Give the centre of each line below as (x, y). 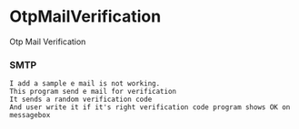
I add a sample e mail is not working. (85, 84)
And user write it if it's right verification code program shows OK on (150, 107)
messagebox (30, 115)
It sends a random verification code (81, 100)
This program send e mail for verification (93, 92)
